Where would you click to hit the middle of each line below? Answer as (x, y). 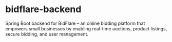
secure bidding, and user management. (47, 34)
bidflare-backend (43, 9)
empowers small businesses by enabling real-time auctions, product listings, (86, 28)
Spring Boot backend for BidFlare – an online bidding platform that (75, 23)
